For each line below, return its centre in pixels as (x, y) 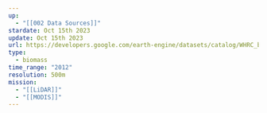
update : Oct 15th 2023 (46, 38)
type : (17, 53)
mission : (23, 82)
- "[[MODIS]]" (39, 97)
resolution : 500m (37, 75)
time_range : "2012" (41, 68)
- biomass (31, 60)
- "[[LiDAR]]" (39, 90)
